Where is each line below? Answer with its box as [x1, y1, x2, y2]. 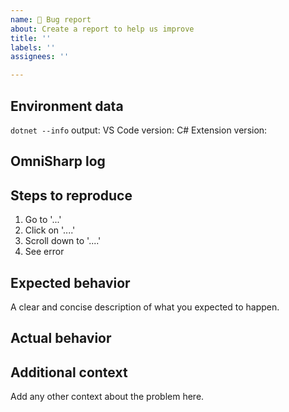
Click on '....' [24, 224, 76, 236]
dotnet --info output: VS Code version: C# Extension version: [10, 124, 268, 136]
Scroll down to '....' [24, 235, 102, 247]
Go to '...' [24, 214, 62, 226]
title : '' [10, 33, 52, 43]
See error [24, 246, 65, 258]
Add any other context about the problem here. [10, 391, 205, 403]
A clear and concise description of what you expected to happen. [10, 301, 280, 313]
